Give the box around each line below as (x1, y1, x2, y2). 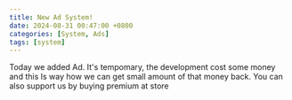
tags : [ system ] (9, 37, 66, 47)
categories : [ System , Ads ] (9, 29, 109, 38)
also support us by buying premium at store (9, 81, 169, 91)
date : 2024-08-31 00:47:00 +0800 (9, 21, 134, 30)
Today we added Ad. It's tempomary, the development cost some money (9, 62, 276, 73)
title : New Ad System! (9, 12, 93, 22)
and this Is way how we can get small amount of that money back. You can (9, 72, 283, 82)
